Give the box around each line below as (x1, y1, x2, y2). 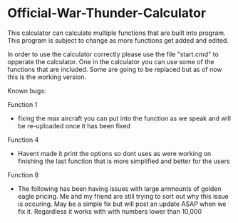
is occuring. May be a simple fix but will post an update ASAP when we (17, 199, 227, 208)
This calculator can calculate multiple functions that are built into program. (7, 28, 226, 37)
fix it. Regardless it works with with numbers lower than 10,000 (17, 207, 202, 215)
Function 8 (7, 170, 39, 179)
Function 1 (7, 100, 38, 108)
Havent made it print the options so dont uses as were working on (17, 149, 212, 157)
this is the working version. (7, 73, 87, 81)
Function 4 (7, 135, 39, 144)
